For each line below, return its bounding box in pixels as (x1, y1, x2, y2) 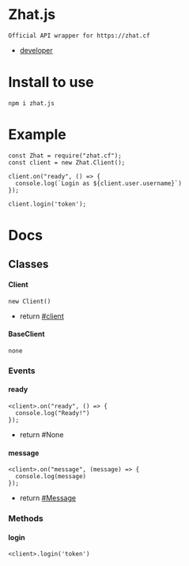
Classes (8, 258, 49, 271)
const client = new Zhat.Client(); (8, 158, 126, 167)
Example (8, 126, 66, 144)
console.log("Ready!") (15, 409, 90, 417)
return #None (19, 429, 64, 440)
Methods (8, 513, 43, 524)
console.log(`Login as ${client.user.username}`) (15, 179, 182, 187)
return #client (19, 311, 65, 321)
